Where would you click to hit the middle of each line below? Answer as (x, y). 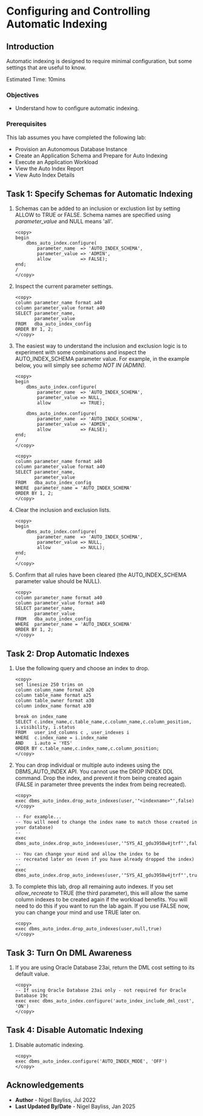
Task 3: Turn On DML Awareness (69, 953)
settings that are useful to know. (46, 67)
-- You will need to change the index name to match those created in (106, 822)
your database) (34, 827)
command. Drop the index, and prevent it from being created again (98, 778)
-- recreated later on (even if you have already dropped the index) (105, 860)
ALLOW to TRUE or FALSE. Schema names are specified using (93, 215)
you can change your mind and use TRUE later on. (78, 912)
